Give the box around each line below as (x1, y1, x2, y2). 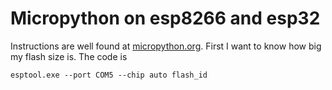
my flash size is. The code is (10, 50, 128, 62)
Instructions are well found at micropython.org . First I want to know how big (10, 40, 322, 52)
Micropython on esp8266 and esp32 (10, 7, 321, 30)
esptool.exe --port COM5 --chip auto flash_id (10, 70, 208, 80)
